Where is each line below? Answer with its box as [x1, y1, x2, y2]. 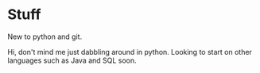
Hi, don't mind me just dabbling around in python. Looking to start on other [7, 47, 252, 56]
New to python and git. [7, 32, 83, 41]
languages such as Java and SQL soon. [7, 56, 137, 65]
